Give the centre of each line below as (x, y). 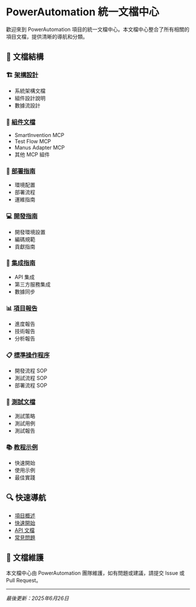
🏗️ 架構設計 (22, 75)
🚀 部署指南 (21, 171)
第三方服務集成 (32, 284)
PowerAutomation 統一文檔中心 (83, 12)
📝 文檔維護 (25, 558)
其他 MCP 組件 (32, 154)
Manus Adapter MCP (40, 148)
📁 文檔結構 (25, 57)
